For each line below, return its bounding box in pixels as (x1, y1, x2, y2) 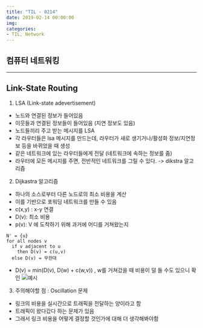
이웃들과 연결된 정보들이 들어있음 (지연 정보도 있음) (14, 119, 135, 126)
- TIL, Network (6, 31, 45, 38)
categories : (6, 25, 36, 32)
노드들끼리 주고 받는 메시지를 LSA (14, 126, 95, 134)
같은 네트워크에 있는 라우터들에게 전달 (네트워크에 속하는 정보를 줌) (14, 149, 173, 157)
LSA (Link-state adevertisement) (14, 99, 96, 107)
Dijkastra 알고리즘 (14, 177, 59, 185)
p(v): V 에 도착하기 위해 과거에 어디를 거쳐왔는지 (14, 220, 129, 228)
